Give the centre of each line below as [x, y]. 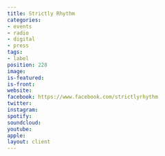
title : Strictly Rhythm [41, 13]
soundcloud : [24, 123]
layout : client [29, 142]
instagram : [23, 110]
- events [20, 26]
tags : [15, 52]
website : [20, 90]
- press [18, 46]
